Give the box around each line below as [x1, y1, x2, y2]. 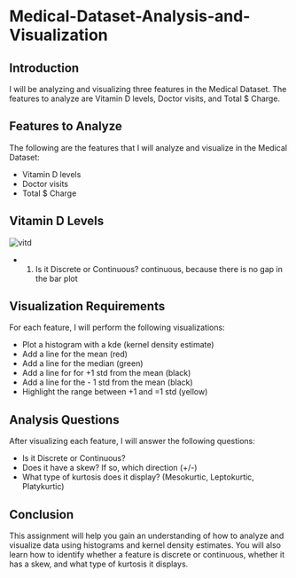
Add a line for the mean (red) [21, 348, 129, 360]
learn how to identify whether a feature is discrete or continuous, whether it [9, 550, 285, 560]
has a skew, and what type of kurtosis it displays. [9, 558, 189, 569]
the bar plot [35, 273, 78, 284]
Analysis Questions [9, 412, 120, 427]
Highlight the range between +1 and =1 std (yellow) [21, 387, 208, 397]
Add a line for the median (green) [21, 358, 144, 369]
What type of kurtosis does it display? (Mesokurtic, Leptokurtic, [21, 472, 254, 482]
